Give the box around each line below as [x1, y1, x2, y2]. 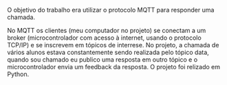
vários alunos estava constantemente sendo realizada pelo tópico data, [7, 48, 210, 56]
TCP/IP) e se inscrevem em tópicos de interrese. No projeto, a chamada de [7, 41, 219, 49]
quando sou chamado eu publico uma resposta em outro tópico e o [7, 56, 198, 64]
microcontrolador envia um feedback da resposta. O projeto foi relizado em [7, 63, 220, 71]
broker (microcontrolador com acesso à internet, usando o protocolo [7, 34, 202, 42]
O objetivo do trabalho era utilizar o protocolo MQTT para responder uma [7, 6, 215, 14]
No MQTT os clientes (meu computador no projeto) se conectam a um [7, 27, 206, 34]
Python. [7, 70, 30, 78]
